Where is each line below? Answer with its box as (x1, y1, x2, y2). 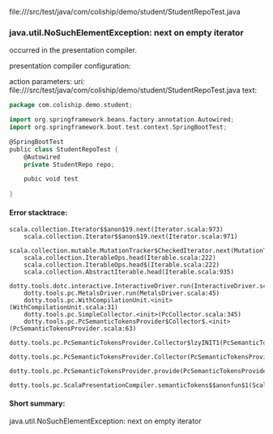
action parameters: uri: (9, 77, 85, 87)
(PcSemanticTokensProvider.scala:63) (9, 325, 137, 333)
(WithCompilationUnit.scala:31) (9, 304, 118, 312)
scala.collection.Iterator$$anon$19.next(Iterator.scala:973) (9, 226, 224, 234)
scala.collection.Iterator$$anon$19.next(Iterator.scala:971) (23, 232, 238, 241)
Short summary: (9, 398, 66, 408)
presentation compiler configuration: (9, 61, 131, 71)
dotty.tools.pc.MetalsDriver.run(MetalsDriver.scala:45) (23, 289, 220, 298)
